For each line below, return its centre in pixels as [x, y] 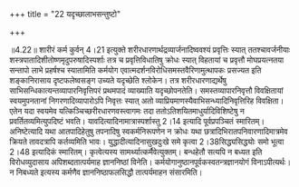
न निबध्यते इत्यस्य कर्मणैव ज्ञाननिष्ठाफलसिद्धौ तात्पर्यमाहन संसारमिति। [106, 172]
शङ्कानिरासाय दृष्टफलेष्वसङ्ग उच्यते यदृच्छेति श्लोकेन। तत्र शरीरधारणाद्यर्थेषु [118, 80]
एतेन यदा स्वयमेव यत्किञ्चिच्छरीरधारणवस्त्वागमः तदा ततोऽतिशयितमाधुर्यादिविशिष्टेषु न [127, 111]
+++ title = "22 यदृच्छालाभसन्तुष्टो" [65, 14]
